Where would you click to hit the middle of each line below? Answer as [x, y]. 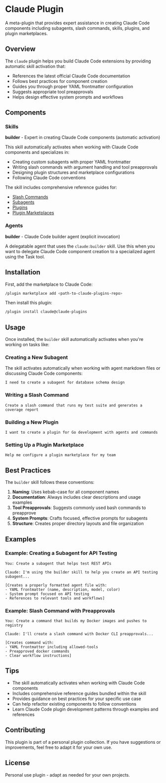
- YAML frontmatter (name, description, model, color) [63, 589]
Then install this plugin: [29, 303]
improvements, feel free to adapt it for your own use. [59, 747]
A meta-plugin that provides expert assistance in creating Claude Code [77, 23]
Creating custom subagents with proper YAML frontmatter [71, 162]
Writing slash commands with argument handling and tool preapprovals [85, 167]
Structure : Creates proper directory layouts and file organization [78, 523]
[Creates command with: [30, 643]
